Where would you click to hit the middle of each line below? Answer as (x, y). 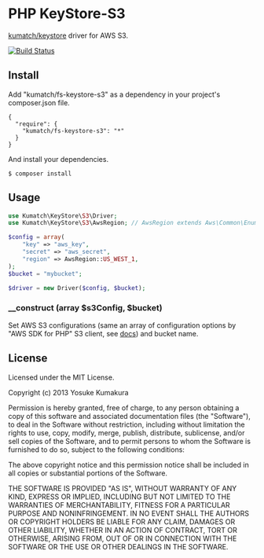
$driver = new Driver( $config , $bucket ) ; (77, 288)
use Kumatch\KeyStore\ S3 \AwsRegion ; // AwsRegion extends (105, 223)
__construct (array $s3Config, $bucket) (85, 308)
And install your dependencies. (58, 159)
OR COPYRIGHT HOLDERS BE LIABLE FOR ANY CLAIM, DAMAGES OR (122, 521)
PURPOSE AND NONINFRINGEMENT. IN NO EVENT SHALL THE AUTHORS (129, 513)
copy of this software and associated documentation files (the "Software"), (130, 416)
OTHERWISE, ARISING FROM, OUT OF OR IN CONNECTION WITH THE (123, 538)
